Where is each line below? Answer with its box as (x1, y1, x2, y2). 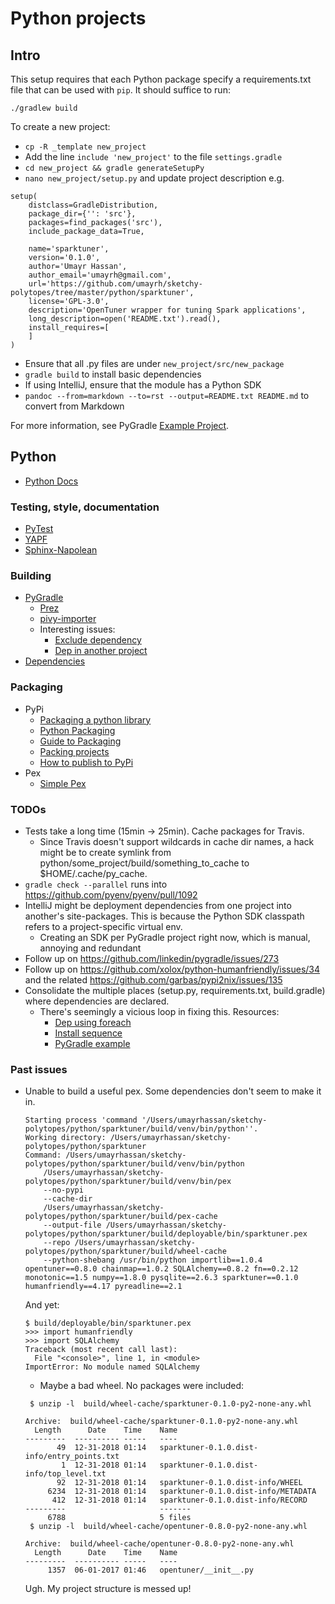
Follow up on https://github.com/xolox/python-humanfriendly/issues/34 (24, 963, 321, 975)
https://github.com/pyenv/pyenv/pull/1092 (24, 889, 198, 901)
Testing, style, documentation (10, 500, 160, 514)
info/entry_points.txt (24, 1452, 120, 1462)
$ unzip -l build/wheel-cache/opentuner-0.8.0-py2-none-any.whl (29, 1522, 308, 1532)
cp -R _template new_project (24, 142, 147, 152)
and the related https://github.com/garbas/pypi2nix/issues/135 (24, 974, 283, 986)
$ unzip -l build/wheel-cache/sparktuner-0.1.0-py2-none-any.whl (29, 1399, 312, 1409)
